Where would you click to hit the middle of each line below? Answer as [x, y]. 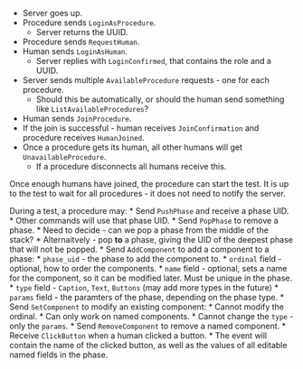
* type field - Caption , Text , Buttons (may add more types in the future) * [144, 287]
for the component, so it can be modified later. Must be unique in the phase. [151, 278]
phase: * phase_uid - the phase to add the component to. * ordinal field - [146, 259]
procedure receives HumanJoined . [83, 138]
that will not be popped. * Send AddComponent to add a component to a [139, 249]
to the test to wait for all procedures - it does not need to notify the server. [148, 194]
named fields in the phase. [59, 355]
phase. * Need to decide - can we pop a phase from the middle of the [139, 230]
